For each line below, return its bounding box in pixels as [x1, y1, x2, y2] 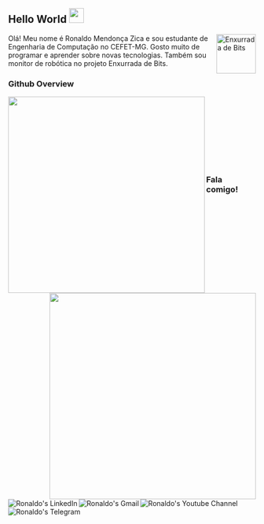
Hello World [8, 13, 67, 26]
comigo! [206, 184, 238, 195]
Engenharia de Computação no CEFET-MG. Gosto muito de [8, 42, 200, 51]
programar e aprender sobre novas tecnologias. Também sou [8, 50, 207, 60]
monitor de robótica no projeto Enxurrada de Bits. [8, 58, 168, 68]
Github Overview [8, 78, 75, 89]
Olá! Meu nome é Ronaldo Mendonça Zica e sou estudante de [8, 33, 208, 43]
